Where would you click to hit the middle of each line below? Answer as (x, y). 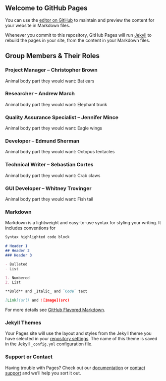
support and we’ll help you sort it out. (43, 373)
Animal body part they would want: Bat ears (50, 81)
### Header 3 (19, 255)
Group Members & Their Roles (53, 56)
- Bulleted (16, 264)
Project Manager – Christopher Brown (51, 70)
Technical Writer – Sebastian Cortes (49, 165)
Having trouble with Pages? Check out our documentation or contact (75, 368)
